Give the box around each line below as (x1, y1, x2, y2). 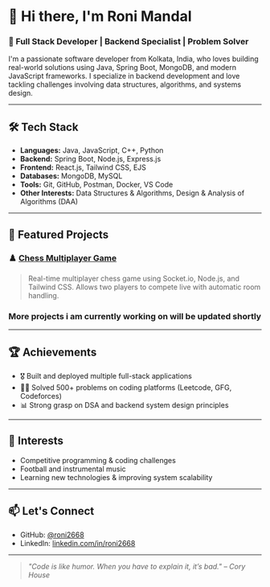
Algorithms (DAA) (19, 197, 79, 207)
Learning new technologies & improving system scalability (19, 472, 213, 482)
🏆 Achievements (8, 345, 97, 359)
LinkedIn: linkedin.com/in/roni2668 (19, 538, 136, 548)
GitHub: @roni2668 (19, 530, 84, 540)
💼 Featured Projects (8, 228, 109, 241)
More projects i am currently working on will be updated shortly (8, 310, 262, 322)
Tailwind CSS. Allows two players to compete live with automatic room (27, 281, 261, 292)
